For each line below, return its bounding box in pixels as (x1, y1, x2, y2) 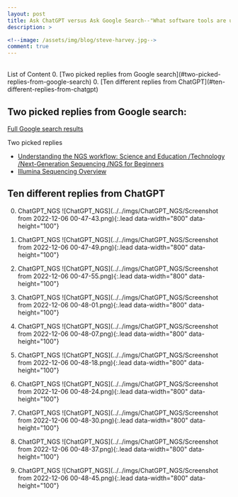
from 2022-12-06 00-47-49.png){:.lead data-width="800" (17, 243, 188, 251)
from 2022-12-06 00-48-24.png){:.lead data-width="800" (17, 387, 188, 395)
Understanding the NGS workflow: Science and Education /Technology (17, 152, 225, 160)
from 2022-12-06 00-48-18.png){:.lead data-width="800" (17, 358, 188, 366)
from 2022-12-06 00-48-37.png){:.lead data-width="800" (17, 444, 188, 453)
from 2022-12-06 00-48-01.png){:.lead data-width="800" (17, 300, 188, 309)
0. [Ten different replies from (93, 77, 177, 86)
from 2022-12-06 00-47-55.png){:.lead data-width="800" (17, 271, 188, 280)
